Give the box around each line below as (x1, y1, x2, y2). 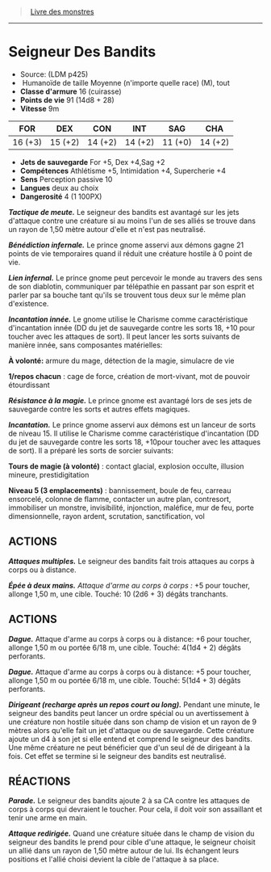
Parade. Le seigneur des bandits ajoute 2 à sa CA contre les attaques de (8, 796, 250, 806)
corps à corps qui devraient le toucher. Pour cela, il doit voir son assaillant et (8, 804, 263, 815)
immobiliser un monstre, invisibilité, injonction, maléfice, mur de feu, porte (8, 503, 254, 512)
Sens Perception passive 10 (19, 174, 113, 184)
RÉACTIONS (8, 774, 71, 788)
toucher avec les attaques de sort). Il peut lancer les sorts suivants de (8, 331, 240, 341)
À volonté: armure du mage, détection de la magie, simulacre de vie (8, 356, 236, 365)
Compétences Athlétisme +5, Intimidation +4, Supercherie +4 (19, 166, 226, 175)
